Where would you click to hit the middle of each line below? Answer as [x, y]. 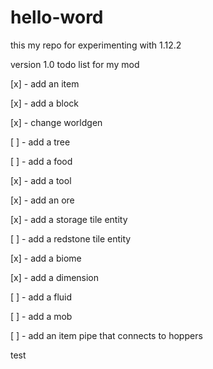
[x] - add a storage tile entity [69, 219]
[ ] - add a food [41, 161]
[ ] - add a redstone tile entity [71, 238]
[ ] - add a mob [41, 316]
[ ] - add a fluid [41, 297]
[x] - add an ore [42, 200]
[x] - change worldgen [56, 122]
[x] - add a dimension [55, 277]
